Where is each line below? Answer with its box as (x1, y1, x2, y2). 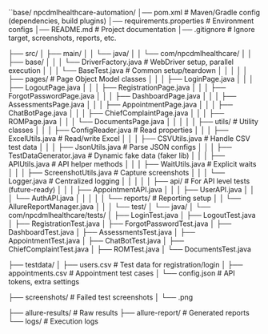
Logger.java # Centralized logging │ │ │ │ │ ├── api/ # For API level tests (8, 176, 250, 186)
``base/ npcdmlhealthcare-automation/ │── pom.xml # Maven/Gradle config (8, 8, 261, 17)
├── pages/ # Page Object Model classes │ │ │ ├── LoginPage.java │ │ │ (8, 74, 254, 83)
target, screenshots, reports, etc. (8, 33, 117, 42)
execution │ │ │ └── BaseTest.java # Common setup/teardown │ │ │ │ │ (8, 66, 248, 75)
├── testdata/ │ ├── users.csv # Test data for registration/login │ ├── (8, 260, 243, 269)
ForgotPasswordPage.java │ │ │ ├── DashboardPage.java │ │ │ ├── (8, 91, 237, 100)
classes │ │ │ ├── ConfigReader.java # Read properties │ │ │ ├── (8, 125, 229, 135)
